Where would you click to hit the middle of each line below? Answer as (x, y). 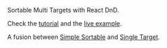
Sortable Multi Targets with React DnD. (63, 10)
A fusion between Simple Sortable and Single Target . (83, 37)
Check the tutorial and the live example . (65, 23)
